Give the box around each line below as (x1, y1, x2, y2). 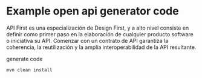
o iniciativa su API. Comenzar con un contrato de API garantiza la (6, 37, 169, 44)
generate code (6, 55, 43, 62)
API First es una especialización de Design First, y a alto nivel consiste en (6, 24, 189, 31)
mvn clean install (6, 67, 53, 73)
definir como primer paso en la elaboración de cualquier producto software (6, 30, 194, 37)
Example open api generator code (6, 4, 180, 18)
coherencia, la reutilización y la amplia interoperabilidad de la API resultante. (6, 44, 197, 51)
